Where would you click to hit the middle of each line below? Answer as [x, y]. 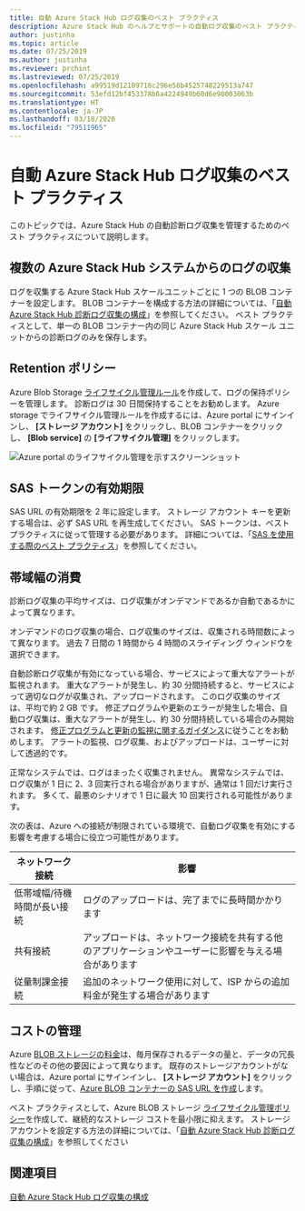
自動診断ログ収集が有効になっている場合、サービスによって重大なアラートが [152, 674]
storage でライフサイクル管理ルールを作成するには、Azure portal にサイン [148, 415]
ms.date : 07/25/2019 [49, 52]
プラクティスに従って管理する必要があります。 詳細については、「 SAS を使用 [152, 535]
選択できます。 [37, 655]
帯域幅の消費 [45, 577]
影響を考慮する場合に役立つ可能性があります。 [97, 837]
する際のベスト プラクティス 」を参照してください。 [106, 545]
